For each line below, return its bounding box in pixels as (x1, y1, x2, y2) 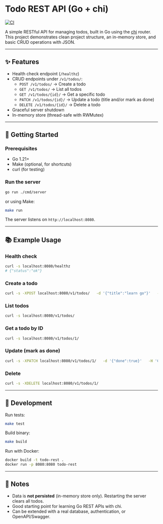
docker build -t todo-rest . (5, 457, 64, 462)
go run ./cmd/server (5, 189, 47, 195)
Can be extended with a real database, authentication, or (12, 508, 126, 514)
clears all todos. (12, 498, 44, 504)
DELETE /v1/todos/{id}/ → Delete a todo (19, 101, 101, 107)
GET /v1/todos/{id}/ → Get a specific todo (19, 91, 105, 97)
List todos (5, 303, 29, 309)
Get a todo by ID (5, 325, 44, 332)
